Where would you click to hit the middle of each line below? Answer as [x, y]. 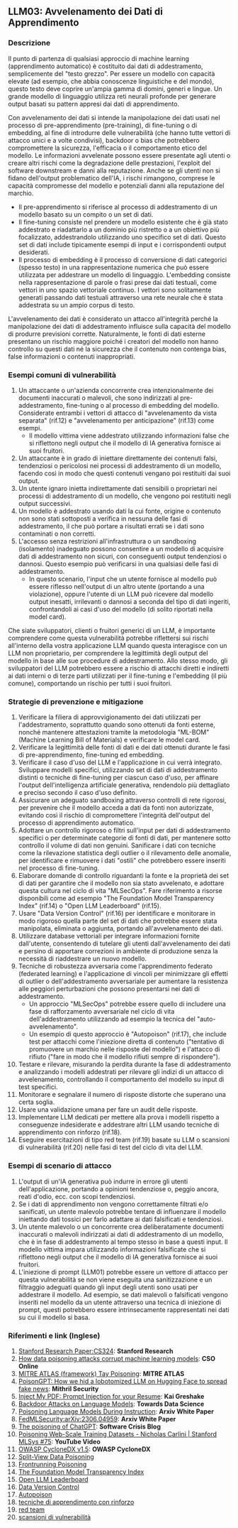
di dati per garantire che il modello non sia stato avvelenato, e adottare [121, 883]
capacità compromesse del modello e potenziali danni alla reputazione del [116, 185]
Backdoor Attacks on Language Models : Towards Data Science [111, 1404]
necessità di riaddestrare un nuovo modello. [83, 959]
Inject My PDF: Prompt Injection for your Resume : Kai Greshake [111, 1396]
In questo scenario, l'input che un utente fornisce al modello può [123, 579]
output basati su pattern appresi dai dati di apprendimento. [94, 104]
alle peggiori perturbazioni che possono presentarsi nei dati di [109, 989]
